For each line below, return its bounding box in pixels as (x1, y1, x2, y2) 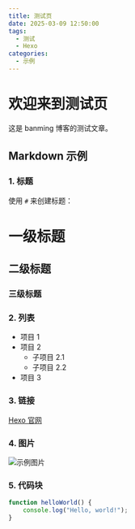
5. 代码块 (8, 479, 43, 491)
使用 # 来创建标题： (8, 196, 74, 206)
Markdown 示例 (8, 150, 88, 163)
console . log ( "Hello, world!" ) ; (23, 506, 129, 514)
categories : (8, 50, 49, 58)
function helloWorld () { (8, 499, 92, 507)
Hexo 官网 (8, 415, 42, 425)
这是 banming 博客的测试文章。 (8, 123, 113, 132)
